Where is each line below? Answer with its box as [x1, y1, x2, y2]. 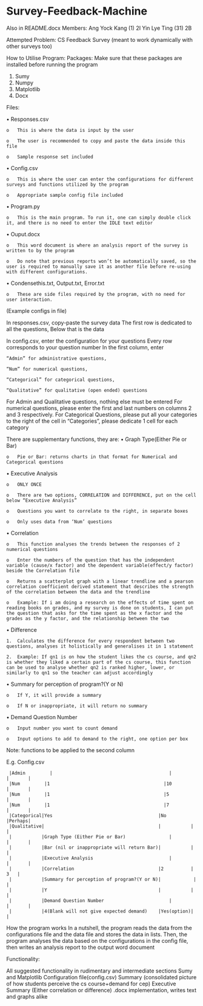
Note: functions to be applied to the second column [6, 746, 135, 754]
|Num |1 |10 [8, 781, 172, 787]
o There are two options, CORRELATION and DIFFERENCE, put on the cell [6, 492, 197, 498]
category [6, 423, 29, 431]
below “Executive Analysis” [6, 497, 78, 504]
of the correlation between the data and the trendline [6, 589, 150, 595]
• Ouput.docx [6, 230, 41, 238]
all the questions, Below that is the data [6, 325, 105, 332]
